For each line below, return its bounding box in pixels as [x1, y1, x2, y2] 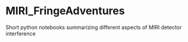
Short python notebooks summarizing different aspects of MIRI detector [5, 24, 182, 31]
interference [5, 30, 36, 37]
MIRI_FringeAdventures [5, 4, 126, 18]
